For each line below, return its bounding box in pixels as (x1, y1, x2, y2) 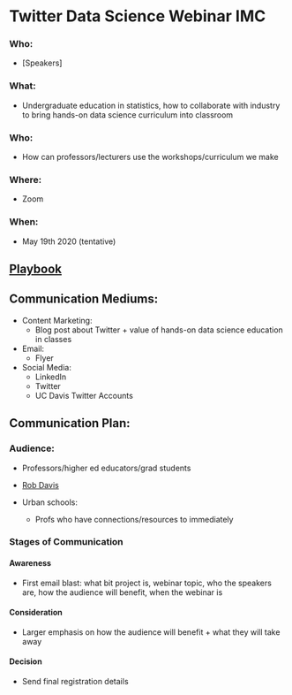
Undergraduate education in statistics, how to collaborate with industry (21, 100, 281, 111)
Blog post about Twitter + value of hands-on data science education (34, 325, 284, 335)
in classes (34, 333, 72, 344)
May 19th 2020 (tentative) (21, 236, 116, 247)
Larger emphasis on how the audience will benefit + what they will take (21, 626, 281, 638)
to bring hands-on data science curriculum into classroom (21, 109, 234, 120)
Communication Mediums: (9, 292, 159, 307)
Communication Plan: (9, 416, 131, 431)
